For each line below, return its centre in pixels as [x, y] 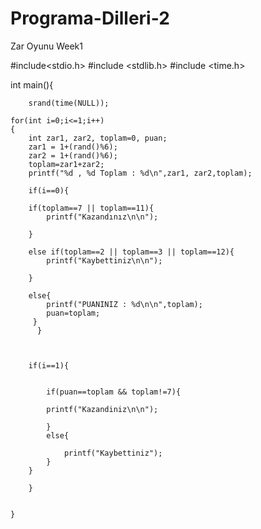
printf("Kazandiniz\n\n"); [102, 409]
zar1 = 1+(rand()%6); [73, 147]
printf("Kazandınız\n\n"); [102, 217]
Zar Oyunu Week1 [46, 46]
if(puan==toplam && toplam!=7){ [114, 392]
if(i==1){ [49, 365]
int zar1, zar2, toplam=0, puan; [98, 138]
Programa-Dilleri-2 [90, 18]
